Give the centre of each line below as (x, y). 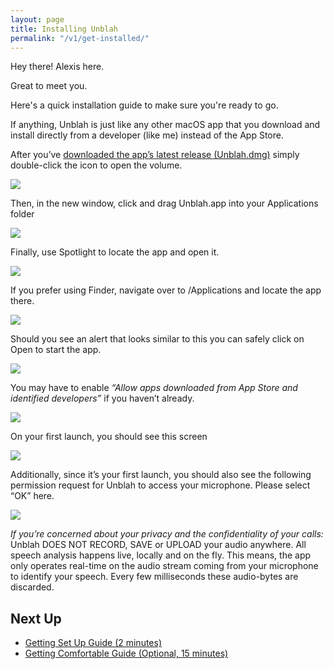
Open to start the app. (56, 350)
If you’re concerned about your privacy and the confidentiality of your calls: (167, 534)
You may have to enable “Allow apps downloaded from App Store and (154, 388)
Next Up (36, 618)
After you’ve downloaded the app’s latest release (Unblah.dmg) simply (155, 155)
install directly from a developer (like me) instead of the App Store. (147, 135)
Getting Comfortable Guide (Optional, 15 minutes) (126, 653)
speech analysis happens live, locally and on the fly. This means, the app (161, 555)
